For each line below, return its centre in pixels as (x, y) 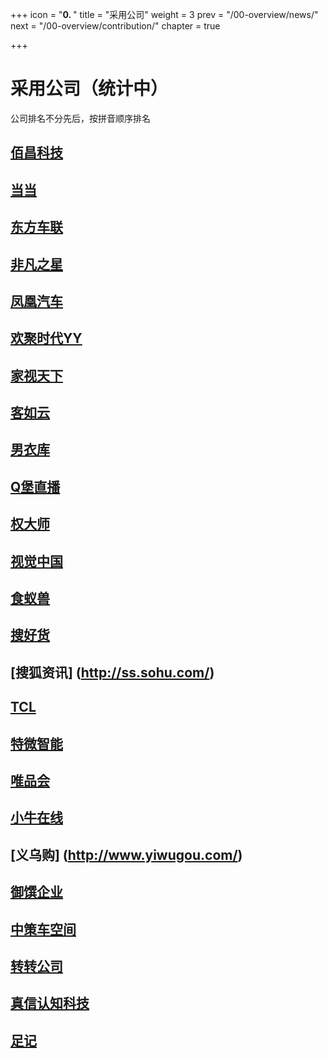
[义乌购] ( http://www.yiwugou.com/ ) (126, 854)
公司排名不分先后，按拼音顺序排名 (80, 118)
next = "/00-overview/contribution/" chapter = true (115, 26)
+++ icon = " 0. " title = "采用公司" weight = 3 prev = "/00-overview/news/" (164, 14)
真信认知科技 (50, 1003)
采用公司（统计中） (89, 89)
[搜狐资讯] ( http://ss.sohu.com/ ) (112, 672)
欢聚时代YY (46, 338)
